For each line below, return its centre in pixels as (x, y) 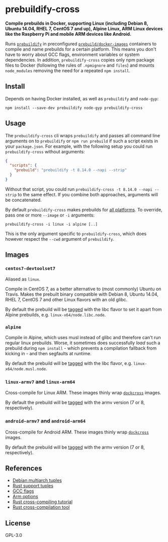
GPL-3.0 (14, 535)
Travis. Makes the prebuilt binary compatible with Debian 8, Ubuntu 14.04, (82, 294)
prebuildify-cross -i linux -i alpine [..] (52, 224)
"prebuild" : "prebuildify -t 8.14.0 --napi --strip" (71, 170)
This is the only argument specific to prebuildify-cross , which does (76, 234)
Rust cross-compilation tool (41, 507)
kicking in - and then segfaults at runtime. (49, 353)
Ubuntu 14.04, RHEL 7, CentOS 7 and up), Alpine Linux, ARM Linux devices (84, 28)
